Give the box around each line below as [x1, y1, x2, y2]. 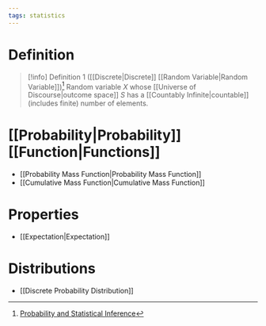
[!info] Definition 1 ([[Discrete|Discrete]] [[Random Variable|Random [27, 72, 248, 82]
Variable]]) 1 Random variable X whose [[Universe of [27, 80, 196, 91]
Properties [8, 205, 79, 224]
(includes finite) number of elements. [27, 98, 149, 108]
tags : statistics [8, 11, 66, 20]
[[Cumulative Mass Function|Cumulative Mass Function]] [19, 178, 206, 187]
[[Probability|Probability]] [8, 126, 182, 144]
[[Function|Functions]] [8, 144, 161, 161]
